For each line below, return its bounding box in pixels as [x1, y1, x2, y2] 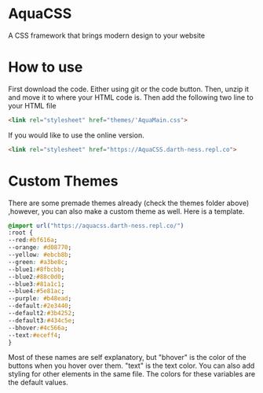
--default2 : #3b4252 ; [8, 310, 76, 318]
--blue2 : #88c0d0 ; [8, 273, 65, 281]
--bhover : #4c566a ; [8, 324, 68, 332]
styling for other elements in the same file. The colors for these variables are [8, 369, 256, 379]
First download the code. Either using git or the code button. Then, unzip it [8, 84, 250, 94]
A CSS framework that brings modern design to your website [8, 31, 206, 40]
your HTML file [8, 101, 57, 110]
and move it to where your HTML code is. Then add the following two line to [8, 92, 254, 102]
